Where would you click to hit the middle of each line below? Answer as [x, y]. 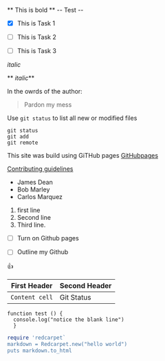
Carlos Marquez [40, 197]
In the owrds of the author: [45, 92]
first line [29, 210]
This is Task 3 [37, 51]
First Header [32, 286]
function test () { [35, 314]
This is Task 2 [36, 37]
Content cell [32, 298]
